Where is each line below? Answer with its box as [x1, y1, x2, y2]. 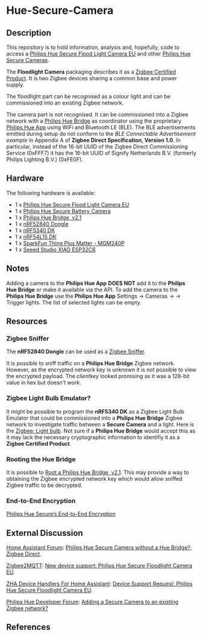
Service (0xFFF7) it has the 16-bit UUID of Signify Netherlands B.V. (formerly [6, 149, 197, 156]
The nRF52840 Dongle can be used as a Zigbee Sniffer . [6, 348, 146, 355]
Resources [6, 316, 48, 327]
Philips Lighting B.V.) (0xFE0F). [6, 156, 83, 163]
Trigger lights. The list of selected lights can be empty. [6, 298, 142, 306]
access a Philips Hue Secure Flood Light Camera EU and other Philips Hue [6, 50, 191, 57]
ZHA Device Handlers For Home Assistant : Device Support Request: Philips [6, 580, 193, 588]
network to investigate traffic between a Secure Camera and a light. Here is [6, 420, 194, 428]
